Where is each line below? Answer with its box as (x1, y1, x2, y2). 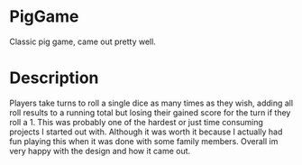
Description (9, 68, 99, 88)
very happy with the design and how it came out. (9, 145, 191, 156)
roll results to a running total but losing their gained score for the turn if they (9, 106, 291, 118)
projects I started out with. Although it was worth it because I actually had (9, 126, 283, 137)
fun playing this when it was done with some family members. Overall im (9, 135, 279, 146)
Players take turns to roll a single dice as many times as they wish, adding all (9, 97, 294, 108)
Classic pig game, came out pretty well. (9, 36, 156, 47)
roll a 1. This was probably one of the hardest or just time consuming (9, 116, 264, 127)
